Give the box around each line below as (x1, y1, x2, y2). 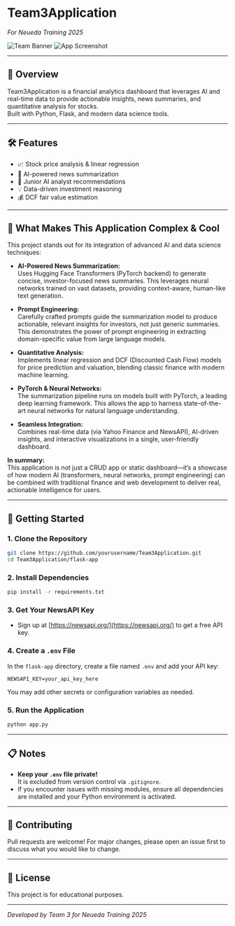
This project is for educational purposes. (7, 890, 124, 899)
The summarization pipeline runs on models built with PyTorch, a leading (17, 392, 227, 400)
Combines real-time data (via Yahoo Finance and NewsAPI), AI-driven (17, 428, 219, 436)
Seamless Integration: (17, 420, 83, 428)
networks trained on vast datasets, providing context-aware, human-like (17, 284, 226, 293)
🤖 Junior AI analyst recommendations (17, 177, 126, 185)
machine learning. (17, 371, 70, 379)
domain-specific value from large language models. (17, 335, 166, 344)
